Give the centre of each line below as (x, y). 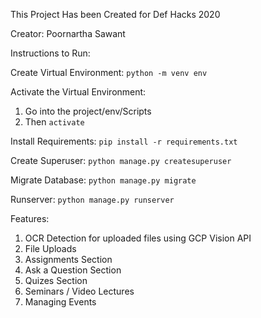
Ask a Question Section (73, 270)
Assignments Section (68, 259)
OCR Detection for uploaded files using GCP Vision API (138, 238)
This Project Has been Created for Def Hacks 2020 (115, 14)
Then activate (54, 122)
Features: (30, 218)
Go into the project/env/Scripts (88, 111)
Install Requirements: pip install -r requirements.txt (124, 141)
